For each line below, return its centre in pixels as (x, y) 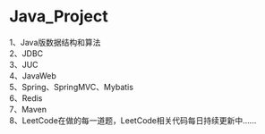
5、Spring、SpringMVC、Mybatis (72, 87)
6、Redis (26, 98)
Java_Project (59, 17)
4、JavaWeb (33, 75)
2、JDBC (26, 53)
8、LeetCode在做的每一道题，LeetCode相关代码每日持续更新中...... (133, 120)
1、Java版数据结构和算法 (55, 42)
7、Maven (28, 109)
